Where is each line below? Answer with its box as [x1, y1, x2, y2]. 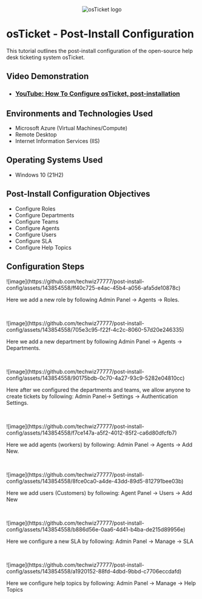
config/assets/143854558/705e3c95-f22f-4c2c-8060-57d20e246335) [6, 326, 184, 333]
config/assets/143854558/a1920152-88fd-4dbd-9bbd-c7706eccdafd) [6, 567, 182, 575]
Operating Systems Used [6, 155, 103, 166]
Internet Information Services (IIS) [15, 138, 100, 145]
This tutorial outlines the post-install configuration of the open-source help [6, 47, 193, 54]
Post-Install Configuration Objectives [6, 189, 150, 199]
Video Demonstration [6, 71, 89, 82]
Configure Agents [15, 224, 59, 231]
